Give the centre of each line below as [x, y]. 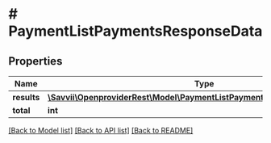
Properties [35, 61]
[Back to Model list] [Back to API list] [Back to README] [101, 130]
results [26, 97]
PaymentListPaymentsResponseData [135, 31]
